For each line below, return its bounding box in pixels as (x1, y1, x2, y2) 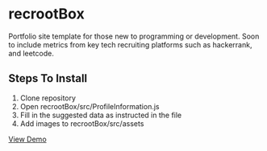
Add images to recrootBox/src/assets (19, 118, 144, 129)
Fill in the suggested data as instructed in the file (19, 110, 182, 120)
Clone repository (19, 93, 77, 103)
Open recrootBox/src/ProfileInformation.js (19, 101, 160, 111)
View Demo (8, 134, 47, 144)
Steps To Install (8, 71, 88, 85)
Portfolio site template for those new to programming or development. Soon (8, 31, 260, 41)
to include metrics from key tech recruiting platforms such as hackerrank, (8, 39, 252, 49)
